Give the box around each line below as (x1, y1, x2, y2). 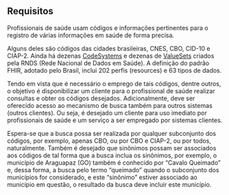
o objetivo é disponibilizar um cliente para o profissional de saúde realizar (7, 87, 215, 95)
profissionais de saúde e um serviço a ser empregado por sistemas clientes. (7, 116, 223, 124)
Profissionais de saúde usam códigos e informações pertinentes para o (7, 23, 208, 32)
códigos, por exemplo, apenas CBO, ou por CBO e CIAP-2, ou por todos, (7, 137, 211, 145)
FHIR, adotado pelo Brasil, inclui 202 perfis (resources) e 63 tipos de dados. (7, 66, 222, 74)
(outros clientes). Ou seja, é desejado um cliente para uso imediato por (7, 108, 208, 117)
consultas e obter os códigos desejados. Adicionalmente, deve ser (7, 94, 195, 102)
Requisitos (7, 5, 53, 17)
